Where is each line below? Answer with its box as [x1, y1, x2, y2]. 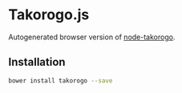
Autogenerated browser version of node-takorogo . [8, 32, 176, 42]
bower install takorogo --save [8, 76, 113, 85]
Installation [8, 55, 66, 69]
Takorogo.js [8, 6, 90, 24]
